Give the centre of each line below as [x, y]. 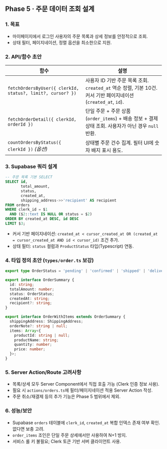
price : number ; [30, 349]
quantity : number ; [33, 345]
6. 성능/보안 [19, 411]
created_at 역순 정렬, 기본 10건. [121, 88]
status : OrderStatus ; [32, 294]
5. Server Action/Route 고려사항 [43, 372]
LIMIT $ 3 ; [15, 224]
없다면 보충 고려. [28, 429]
